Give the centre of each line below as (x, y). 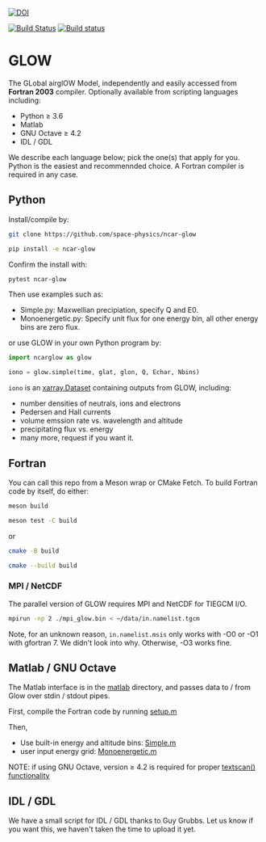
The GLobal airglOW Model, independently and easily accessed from (123, 83)
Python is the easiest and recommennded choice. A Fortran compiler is (126, 166)
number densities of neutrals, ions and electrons (100, 403)
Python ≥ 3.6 (42, 116)
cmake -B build (34, 551)
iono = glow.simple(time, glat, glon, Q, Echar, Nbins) (104, 373)
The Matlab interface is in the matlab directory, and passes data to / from (130, 688)
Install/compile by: (39, 219)
